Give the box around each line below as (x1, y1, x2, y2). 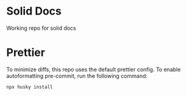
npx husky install (6, 84, 53, 90)
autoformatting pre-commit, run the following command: (6, 72, 148, 80)
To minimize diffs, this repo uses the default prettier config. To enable (6, 66, 181, 73)
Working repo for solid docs (6, 24, 76, 32)
